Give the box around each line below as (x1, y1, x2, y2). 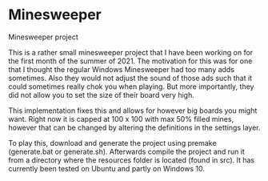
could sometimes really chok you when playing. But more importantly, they (8, 82, 254, 91)
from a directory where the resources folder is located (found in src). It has (8, 155, 255, 165)
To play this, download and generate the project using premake (8, 138, 217, 147)
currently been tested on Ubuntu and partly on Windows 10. (8, 163, 206, 173)
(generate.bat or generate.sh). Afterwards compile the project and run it (8, 147, 246, 156)
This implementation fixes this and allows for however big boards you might (8, 106, 258, 115)
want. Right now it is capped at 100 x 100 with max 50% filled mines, (8, 114, 234, 123)
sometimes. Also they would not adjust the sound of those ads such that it (8, 73, 253, 82)
